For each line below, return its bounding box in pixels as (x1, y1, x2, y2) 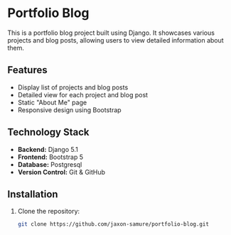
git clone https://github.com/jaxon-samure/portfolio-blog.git (17, 221, 210, 228)
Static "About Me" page (17, 98, 87, 106)
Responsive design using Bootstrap (17, 105, 122, 114)
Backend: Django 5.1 (17, 145, 78, 153)
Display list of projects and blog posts (17, 83, 129, 92)
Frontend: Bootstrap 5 (17, 153, 84, 161)
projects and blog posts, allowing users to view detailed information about (7, 35, 224, 44)
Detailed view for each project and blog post (17, 90, 148, 99)
